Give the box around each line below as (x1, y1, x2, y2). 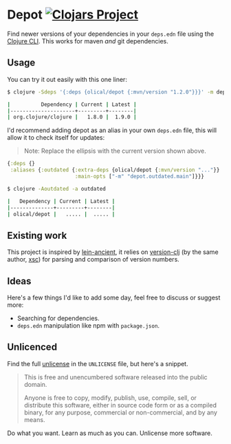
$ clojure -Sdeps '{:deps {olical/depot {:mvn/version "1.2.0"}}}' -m (7, 88, 214, 96)
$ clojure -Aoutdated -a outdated (7, 185, 107, 192)
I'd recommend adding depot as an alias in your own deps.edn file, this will (7, 126, 217, 134)
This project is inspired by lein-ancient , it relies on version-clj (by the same (7, 248, 219, 256)
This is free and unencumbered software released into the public (23, 372, 208, 381)
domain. (23, 380, 47, 388)
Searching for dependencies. (16, 314, 100, 322)
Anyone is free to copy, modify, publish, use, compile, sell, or (23, 393, 197, 402)
